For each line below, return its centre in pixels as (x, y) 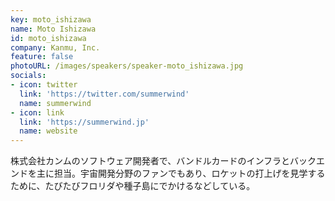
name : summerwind (55, 103)
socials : (28, 76)
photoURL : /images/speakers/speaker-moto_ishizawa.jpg (127, 66)
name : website (48, 131)
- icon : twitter (44, 85)
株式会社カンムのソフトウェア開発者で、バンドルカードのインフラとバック (163, 161)
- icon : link (37, 112)
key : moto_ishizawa (51, 19)
